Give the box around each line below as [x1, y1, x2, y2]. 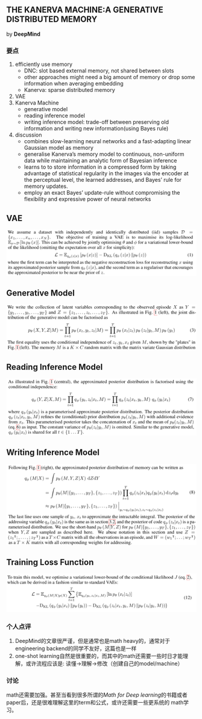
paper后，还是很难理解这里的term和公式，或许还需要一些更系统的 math [6, 699, 184, 706]
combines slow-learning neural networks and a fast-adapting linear [24, 138, 192, 145]
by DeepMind [6, 30, 41, 37]
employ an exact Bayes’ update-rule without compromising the [24, 189, 180, 196]
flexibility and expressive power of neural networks [24, 196, 151, 203]
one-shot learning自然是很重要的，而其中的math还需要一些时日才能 [14, 653, 183, 660]
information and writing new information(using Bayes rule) [24, 125, 169, 132]
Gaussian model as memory [24, 144, 93, 152]
